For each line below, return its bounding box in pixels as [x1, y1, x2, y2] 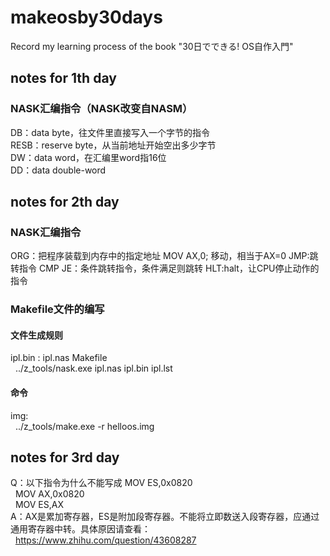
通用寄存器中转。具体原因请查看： [10, 523, 151, 535]
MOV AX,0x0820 [14, 488, 85, 500]
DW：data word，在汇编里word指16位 [10, 151, 167, 163]
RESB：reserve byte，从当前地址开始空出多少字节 [10, 139, 217, 151]
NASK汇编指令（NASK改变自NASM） [10, 102, 193, 116]
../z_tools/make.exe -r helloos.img [14, 420, 155, 432]
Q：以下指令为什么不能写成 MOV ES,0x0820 [10, 477, 193, 489]
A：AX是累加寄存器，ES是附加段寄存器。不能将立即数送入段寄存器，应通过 [10, 511, 320, 523]
